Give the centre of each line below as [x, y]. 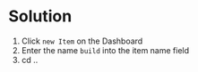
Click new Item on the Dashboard [82, 41]
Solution [40, 16]
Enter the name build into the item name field [105, 50]
